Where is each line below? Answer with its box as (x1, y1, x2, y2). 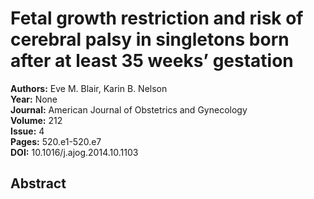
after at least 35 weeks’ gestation (10, 50, 294, 72)
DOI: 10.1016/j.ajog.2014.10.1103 (10, 146, 139, 158)
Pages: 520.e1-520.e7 (10, 135, 102, 147)
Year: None (10, 93, 58, 105)
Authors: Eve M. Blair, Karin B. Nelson (10, 82, 168, 94)
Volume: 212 (10, 114, 63, 126)
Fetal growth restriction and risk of (10, 7, 304, 30)
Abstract (10, 175, 67, 192)
